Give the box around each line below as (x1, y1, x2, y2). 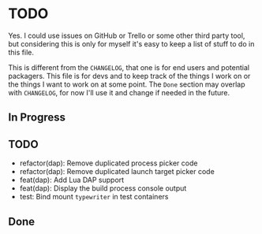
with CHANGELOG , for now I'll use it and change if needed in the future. (8, 87, 230, 97)
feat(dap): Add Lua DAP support (19, 175, 125, 185)
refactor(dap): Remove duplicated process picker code (19, 158, 198, 168)
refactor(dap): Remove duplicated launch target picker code (19, 167, 215, 176)
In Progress (8, 111, 65, 124)
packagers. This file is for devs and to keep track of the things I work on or (8, 71, 251, 80)
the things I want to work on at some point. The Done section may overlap (8, 80, 246, 89)
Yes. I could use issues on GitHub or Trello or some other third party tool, (8, 31, 245, 40)
